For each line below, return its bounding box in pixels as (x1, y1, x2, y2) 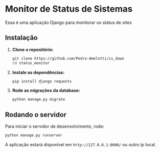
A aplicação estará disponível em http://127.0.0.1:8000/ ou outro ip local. (5, 141, 157, 147)
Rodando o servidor (5, 111, 67, 119)
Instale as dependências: (12, 69, 65, 75)
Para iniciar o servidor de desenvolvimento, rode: (5, 123, 104, 130)
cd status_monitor (12, 60, 50, 65)
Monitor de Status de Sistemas (5, 3, 133, 15)
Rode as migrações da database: (12, 88, 81, 94)
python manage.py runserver (5, 133, 63, 138)
